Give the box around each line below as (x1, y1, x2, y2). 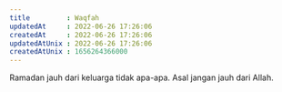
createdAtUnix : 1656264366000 (9, 47, 128, 56)
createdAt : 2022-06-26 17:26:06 (9, 30, 153, 39)
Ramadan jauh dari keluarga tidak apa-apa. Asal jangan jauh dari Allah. (9, 72, 275, 83)
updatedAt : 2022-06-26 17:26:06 (9, 22, 153, 31)
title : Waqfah (9, 13, 100, 23)
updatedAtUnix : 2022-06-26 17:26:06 (9, 38, 153, 48)
